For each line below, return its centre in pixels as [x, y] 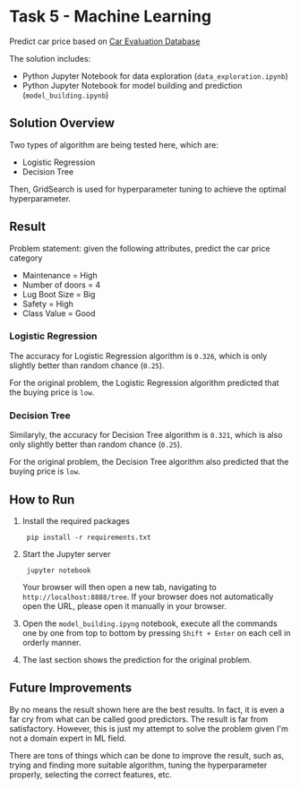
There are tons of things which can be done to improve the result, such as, [147, 755]
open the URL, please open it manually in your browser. [124, 605]
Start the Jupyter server [66, 553]
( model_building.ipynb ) [65, 95]
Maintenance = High [60, 275]
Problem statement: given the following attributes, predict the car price [140, 248]
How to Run [42, 499]
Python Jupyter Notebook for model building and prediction [132, 85]
